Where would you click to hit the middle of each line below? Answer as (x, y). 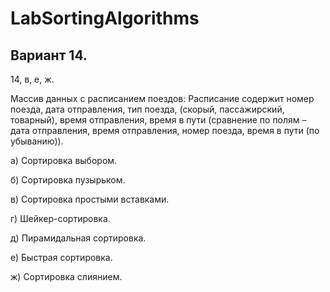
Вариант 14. (49, 55)
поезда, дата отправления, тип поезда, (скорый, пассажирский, (147, 109)
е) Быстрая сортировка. (61, 257)
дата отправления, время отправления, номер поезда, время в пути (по (165, 130)
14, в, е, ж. (32, 79)
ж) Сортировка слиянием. (66, 276)
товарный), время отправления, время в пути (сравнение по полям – (158, 120)
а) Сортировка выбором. (64, 160)
